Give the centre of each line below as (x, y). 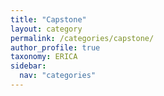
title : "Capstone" (48, 19)
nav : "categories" (58, 76)
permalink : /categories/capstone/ (82, 38)
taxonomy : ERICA (44, 57)
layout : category (46, 29)
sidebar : (28, 66)
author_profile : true (55, 47)
